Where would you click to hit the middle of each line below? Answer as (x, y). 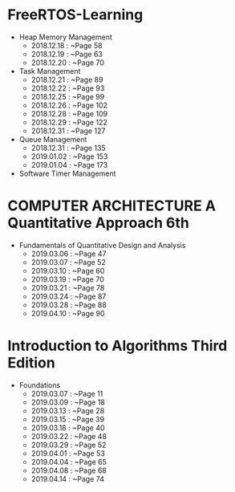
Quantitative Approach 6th (98, 223)
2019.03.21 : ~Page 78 (68, 287)
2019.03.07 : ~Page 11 (67, 393)
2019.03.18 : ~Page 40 (68, 428)
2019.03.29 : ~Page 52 (69, 445)
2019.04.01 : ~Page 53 (68, 453)
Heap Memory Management (66, 37)
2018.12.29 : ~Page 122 (69, 122)
